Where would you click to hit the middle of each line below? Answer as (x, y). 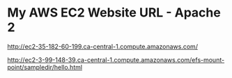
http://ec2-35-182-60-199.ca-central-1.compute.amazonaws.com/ (103, 46)
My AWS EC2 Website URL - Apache (114, 13)
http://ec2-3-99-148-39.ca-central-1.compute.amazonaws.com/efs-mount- (116, 59)
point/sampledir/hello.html (45, 67)
